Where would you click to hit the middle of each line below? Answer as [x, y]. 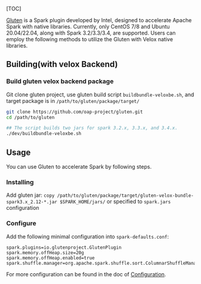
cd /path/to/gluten [31, 117]
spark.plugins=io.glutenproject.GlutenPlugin [64, 248]
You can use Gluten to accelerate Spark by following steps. [79, 167]
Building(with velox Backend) [62, 64]
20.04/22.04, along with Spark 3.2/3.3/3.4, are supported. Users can [91, 33]
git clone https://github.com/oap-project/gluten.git [75, 112]
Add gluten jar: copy [31, 195]
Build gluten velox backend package [60, 81]
